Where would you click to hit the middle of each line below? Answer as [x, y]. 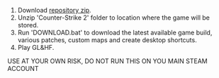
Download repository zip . [54, 10]
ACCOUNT [23, 69]
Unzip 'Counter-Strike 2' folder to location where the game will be [114, 18]
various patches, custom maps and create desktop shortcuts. [107, 40]
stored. [28, 25]
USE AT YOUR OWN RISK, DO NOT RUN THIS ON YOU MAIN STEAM [107, 61]
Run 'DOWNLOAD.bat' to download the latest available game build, [115, 32]
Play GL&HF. [36, 47]
